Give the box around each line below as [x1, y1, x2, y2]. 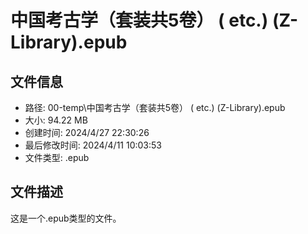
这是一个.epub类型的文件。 [10, 212, 122, 224]
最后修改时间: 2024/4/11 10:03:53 [24, 139, 162, 151]
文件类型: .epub [24, 152, 90, 163]
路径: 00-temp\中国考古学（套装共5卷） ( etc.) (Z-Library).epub [24, 102, 286, 113]
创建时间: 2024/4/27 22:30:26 [24, 127, 150, 138]
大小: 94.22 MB [24, 114, 88, 126]
